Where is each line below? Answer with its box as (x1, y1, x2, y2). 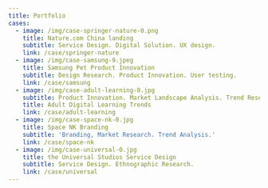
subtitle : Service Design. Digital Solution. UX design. (22, 42, 216, 50)
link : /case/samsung (22, 78, 91, 86)
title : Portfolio (8, 11, 66, 20)
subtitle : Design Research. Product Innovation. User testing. (22, 71, 238, 79)
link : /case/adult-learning (22, 109, 116, 117)
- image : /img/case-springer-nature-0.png (15, 26, 159, 34)
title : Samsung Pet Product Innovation (22, 64, 156, 72)
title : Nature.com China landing (22, 34, 134, 42)
